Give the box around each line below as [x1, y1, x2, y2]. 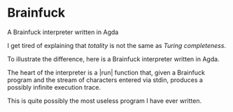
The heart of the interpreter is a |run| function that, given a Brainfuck [7, 68, 205, 77]
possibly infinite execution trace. [7, 83, 101, 91]
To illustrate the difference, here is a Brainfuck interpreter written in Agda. [7, 54, 220, 63]
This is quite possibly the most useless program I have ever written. [7, 96, 202, 105]
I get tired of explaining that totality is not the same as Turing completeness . [7, 41, 226, 49]
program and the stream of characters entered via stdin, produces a [7, 75, 203, 84]
